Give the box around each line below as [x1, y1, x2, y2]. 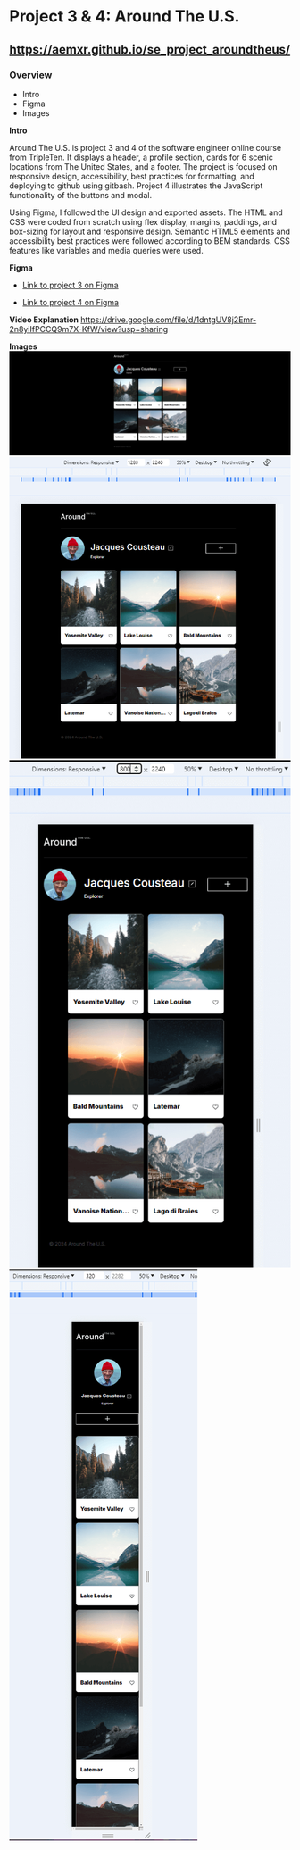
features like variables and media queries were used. [9, 245, 204, 255]
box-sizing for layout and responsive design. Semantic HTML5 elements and [9, 226, 291, 237]
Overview [9, 69, 53, 81]
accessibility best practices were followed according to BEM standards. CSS [9, 235, 290, 246]
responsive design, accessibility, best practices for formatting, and [9, 171, 254, 181]
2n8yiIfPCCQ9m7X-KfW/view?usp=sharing [9, 323, 169, 334]
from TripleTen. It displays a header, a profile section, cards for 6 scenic [9, 152, 274, 162]
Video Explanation [9, 314, 79, 325]
